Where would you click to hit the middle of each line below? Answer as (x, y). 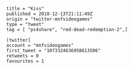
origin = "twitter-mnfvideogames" (50, 19)
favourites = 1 (25, 61)
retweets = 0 (23, 56)
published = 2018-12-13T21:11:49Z (50, 14)
